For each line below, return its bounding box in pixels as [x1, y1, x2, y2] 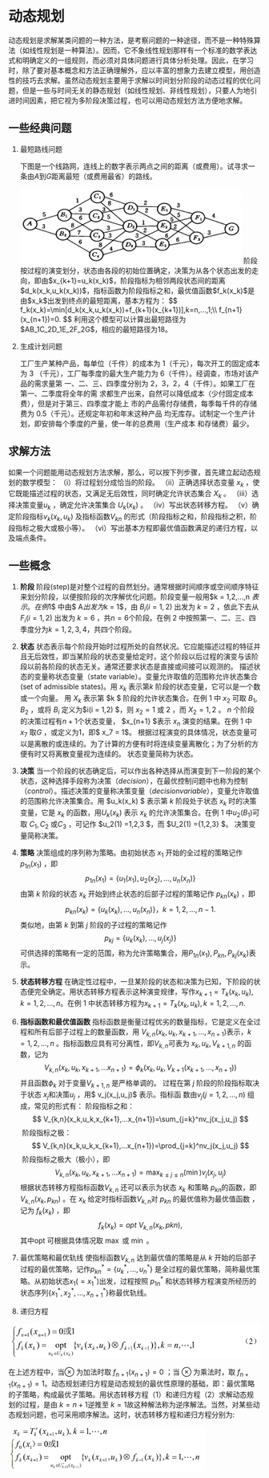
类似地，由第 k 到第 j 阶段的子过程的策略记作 [19, 920, 167, 930]
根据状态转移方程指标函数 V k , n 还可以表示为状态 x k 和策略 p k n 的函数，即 [19, 1183, 257, 1195]
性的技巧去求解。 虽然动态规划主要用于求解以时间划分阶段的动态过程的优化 [8, 75, 254, 85]
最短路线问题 [19, 144, 62, 153]
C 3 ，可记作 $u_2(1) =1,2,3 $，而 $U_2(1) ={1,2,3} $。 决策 [57, 819, 250, 831]
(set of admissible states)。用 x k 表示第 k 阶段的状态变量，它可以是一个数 [19, 682, 261, 693]
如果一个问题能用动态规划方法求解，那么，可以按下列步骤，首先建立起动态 [8, 467, 254, 477]
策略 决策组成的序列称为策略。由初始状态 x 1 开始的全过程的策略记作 [19, 848, 243, 859]
